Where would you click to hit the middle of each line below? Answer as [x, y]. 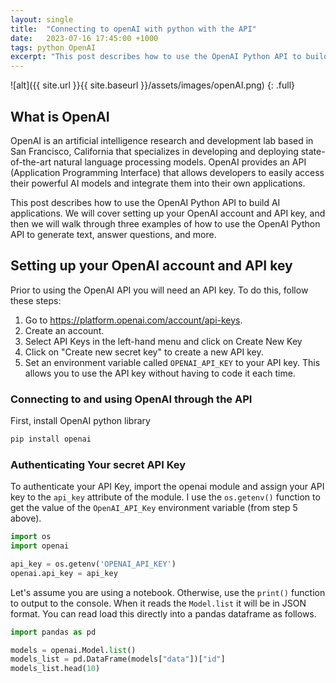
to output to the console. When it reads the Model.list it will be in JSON [158, 603]
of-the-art [31, 162]
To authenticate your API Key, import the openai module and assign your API [167, 487]
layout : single [42, 19]
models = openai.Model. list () [73, 650]
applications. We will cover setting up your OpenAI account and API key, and [168, 213]
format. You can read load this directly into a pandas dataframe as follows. [163, 613]
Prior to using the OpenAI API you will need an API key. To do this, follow [159, 290]
